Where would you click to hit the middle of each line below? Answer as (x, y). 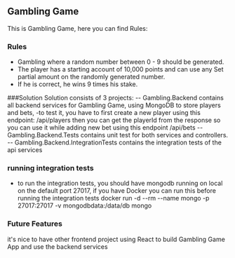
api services (25, 150)
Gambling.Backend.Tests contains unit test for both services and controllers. (118, 135)
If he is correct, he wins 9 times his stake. (78, 84)
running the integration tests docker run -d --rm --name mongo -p (113, 198)
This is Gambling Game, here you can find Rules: (78, 28)
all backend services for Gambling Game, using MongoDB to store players (114, 105)
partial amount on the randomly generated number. (91, 77)
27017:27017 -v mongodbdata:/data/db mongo (85, 205)
